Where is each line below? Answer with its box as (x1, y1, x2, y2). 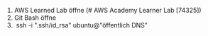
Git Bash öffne (13, 13, 57, 22)
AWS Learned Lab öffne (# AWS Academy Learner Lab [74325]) (13, 6, 202, 14)
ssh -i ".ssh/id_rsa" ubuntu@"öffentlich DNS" (16, 21, 148, 29)
